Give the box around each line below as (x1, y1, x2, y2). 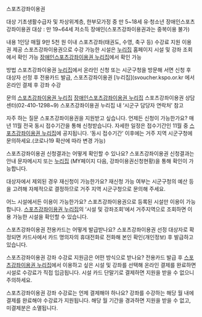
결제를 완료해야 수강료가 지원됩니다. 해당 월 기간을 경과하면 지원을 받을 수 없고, (6, 297, 191, 304)
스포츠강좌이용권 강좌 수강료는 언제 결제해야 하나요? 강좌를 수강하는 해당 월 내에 (6, 289, 194, 297)
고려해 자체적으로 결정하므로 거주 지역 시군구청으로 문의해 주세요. (12, 186, 166, 192)
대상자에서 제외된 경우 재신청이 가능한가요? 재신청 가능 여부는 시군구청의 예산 (6, 178, 188, 185)
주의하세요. (6, 277, 33, 283)
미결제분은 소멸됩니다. (6, 304, 58, 312)
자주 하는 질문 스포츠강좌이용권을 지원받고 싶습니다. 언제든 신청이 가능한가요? (6, 115, 188, 122)
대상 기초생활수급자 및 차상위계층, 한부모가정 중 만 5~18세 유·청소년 (6, 18, 165, 25)
